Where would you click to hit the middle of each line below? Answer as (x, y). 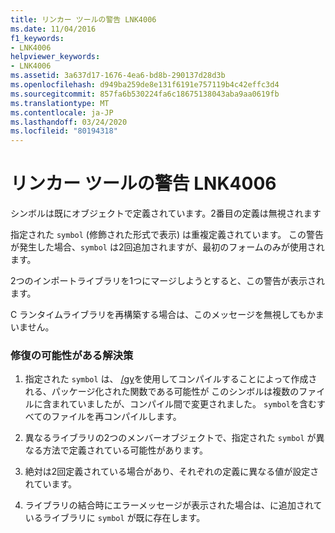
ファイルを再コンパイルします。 (116, 417)
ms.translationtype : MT (60, 103)
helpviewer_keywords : (55, 57)
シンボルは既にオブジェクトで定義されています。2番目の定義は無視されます (166, 213)
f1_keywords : (37, 38)
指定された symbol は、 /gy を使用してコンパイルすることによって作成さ (171, 379)
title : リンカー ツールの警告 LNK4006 (83, 19)
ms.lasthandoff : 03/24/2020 (69, 122)
